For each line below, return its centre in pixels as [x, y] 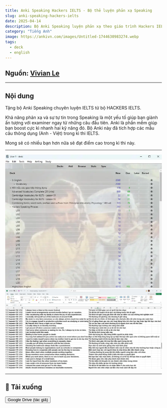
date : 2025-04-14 [23, 21]
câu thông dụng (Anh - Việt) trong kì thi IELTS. [52, 133]
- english [20, 52]
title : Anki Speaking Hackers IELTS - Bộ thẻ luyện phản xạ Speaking [79, 10]
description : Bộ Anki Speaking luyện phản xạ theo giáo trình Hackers [80, 26]
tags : [11, 42]
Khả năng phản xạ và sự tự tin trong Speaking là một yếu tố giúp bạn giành [82, 117]
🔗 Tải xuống [24, 387]
